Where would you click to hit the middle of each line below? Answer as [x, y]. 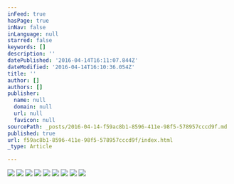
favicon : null [34, 120]
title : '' [22, 73]
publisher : [23, 93]
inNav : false [27, 27]
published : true [31, 133]
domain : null [33, 107]
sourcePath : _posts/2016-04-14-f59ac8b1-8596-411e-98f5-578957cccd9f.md [117, 127]
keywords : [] [27, 47]
